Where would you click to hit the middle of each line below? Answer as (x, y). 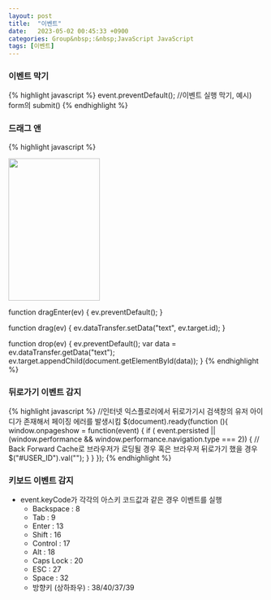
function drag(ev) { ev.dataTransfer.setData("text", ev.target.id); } (117, 328)
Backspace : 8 (56, 509)
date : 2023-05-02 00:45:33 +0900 (69, 31)
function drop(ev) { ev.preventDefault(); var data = (92, 343)
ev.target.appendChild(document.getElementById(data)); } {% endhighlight (134, 361)
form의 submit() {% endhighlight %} (68, 106)
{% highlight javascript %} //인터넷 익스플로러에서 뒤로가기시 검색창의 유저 (129, 411)
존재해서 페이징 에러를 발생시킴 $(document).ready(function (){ (126, 422)
